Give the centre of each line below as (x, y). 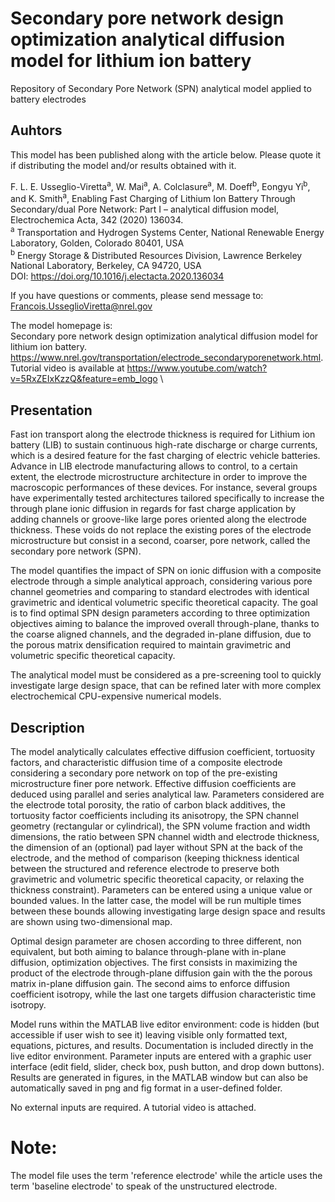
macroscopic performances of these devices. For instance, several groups (164, 488)
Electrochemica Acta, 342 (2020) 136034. (97, 220)
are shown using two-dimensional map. (91, 921)
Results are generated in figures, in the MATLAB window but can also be (159, 1077)
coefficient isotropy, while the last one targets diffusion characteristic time (163, 994)
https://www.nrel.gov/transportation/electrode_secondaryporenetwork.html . (167, 358)
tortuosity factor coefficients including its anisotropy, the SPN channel (154, 815)
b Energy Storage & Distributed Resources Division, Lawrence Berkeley (156, 254)
